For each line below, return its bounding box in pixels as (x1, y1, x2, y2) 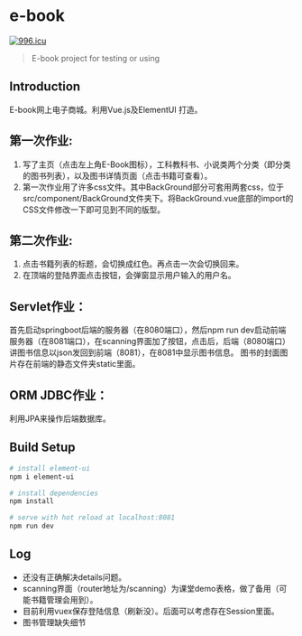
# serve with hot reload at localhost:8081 (9, 513, 176, 522)
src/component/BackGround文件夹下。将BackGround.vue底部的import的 (22, 192, 294, 203)
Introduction (9, 79, 81, 95)
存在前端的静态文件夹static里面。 (16, 359, 141, 369)
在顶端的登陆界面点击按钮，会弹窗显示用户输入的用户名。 (22, 270, 236, 281)
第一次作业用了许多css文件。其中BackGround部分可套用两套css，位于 (22, 182, 285, 192)
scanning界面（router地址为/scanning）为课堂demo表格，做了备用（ (22, 583, 279, 594)
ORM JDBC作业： (9, 388, 108, 403)
